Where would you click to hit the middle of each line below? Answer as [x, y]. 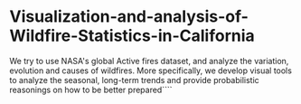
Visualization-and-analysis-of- [129, 17]
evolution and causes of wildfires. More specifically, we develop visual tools [150, 71]
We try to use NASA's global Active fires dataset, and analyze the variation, [149, 61]
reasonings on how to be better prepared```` [91, 90]
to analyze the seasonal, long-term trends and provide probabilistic [134, 80]
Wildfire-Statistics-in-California [132, 36]
